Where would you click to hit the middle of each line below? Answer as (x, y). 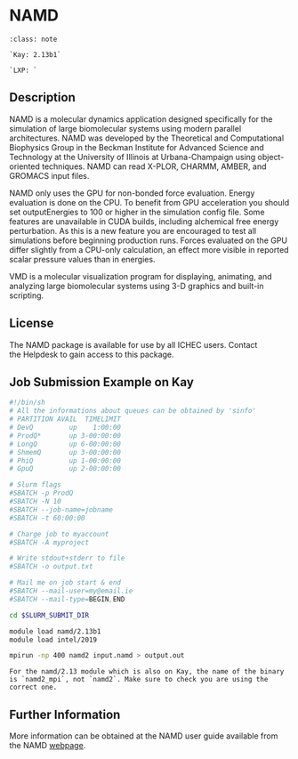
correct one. (33, 687)
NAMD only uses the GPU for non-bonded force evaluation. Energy (132, 193)
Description (42, 97)
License (32, 323)
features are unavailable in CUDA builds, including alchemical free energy (144, 221)
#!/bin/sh (28, 403)
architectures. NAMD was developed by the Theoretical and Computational (147, 138)
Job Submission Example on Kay (101, 382)
